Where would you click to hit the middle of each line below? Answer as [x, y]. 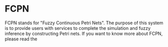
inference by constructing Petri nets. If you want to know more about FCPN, [84, 33]
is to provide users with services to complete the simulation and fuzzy [78, 28]
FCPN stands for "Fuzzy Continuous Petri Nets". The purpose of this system [84, 23]
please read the [21, 39]
